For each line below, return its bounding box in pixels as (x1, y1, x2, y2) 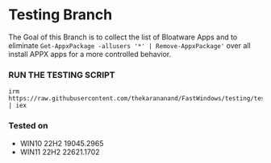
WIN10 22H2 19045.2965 (19, 138, 104, 148)
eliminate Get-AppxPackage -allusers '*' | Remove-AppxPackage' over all (8, 40, 252, 50)
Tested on (8, 120, 48, 132)
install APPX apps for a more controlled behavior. (8, 49, 172, 59)
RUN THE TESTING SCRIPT (8, 69, 115, 80)
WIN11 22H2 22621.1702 (19, 147, 100, 157)
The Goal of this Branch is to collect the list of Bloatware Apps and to (8, 32, 238, 42)
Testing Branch (8, 6, 113, 24)
